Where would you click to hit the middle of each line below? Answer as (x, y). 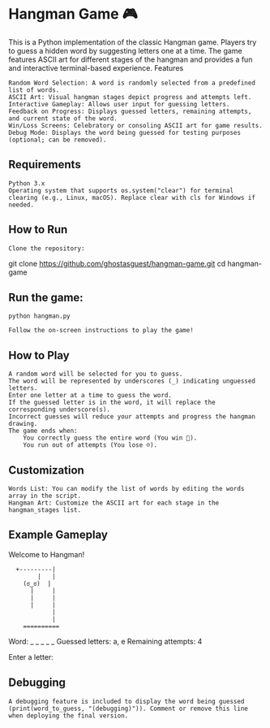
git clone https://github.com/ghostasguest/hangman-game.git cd (117, 263)
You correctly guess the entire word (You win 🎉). (110, 438)
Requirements (45, 165)
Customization (47, 470)
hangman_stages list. (45, 510)
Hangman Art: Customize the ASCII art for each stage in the (114, 503)
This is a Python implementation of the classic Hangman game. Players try (133, 42)
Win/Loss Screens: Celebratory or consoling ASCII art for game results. (136, 125)
